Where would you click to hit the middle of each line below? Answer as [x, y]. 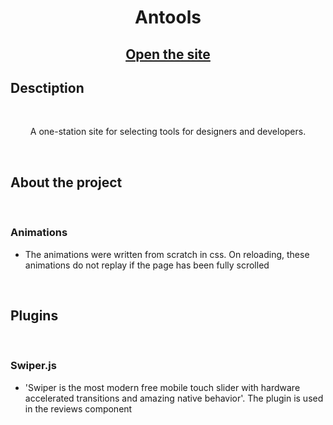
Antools [168, 17]
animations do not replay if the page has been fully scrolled [147, 265]
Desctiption [47, 87]
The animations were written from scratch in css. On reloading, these [167, 254]
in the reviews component [78, 408]
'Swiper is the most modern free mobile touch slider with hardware [162, 387]
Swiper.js [33, 366]
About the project [66, 182]
